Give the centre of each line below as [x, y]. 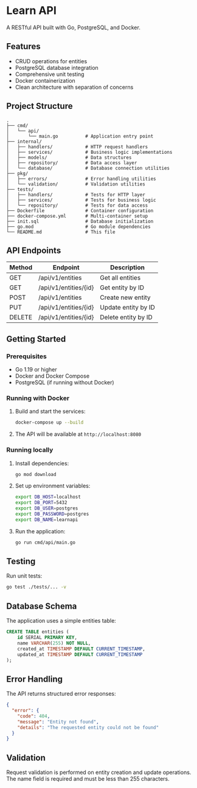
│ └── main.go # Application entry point [80, 136]
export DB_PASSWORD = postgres [52, 514]
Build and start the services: [50, 412]
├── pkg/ [17, 173]
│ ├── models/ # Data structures [69, 157]
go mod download [36, 474]
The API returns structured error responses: [61, 694]
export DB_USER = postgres [47, 508]
